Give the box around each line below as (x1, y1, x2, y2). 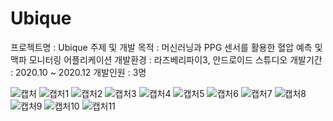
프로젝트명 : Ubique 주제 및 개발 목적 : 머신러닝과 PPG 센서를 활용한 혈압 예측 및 (10, 41, 323, 53)
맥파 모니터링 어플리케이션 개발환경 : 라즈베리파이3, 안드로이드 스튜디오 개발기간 (10, 53, 323, 66)
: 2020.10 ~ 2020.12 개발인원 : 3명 (10, 66, 147, 78)
